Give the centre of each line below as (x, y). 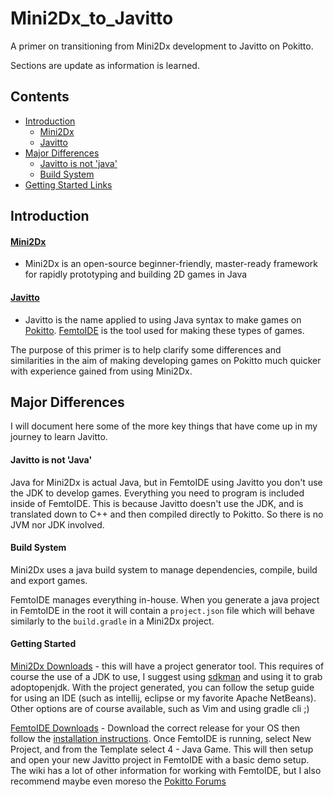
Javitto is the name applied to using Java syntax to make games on (163, 319)
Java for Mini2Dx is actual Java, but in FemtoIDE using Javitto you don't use (166, 482)
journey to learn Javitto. (59, 437)
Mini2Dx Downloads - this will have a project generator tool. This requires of (167, 666)
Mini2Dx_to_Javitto (92, 18)
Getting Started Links (68, 184)
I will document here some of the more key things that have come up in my (164, 426)
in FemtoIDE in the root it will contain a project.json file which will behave (162, 610)
